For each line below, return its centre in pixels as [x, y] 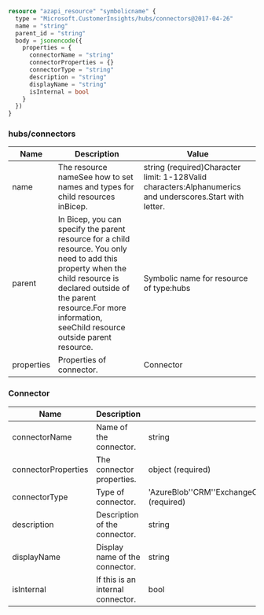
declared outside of [94, 289]
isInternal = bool [59, 92]
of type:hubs [167, 289]
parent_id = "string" [51, 33]
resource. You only [92, 249]
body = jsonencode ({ [49, 41]
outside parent [85, 337]
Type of [110, 492]
